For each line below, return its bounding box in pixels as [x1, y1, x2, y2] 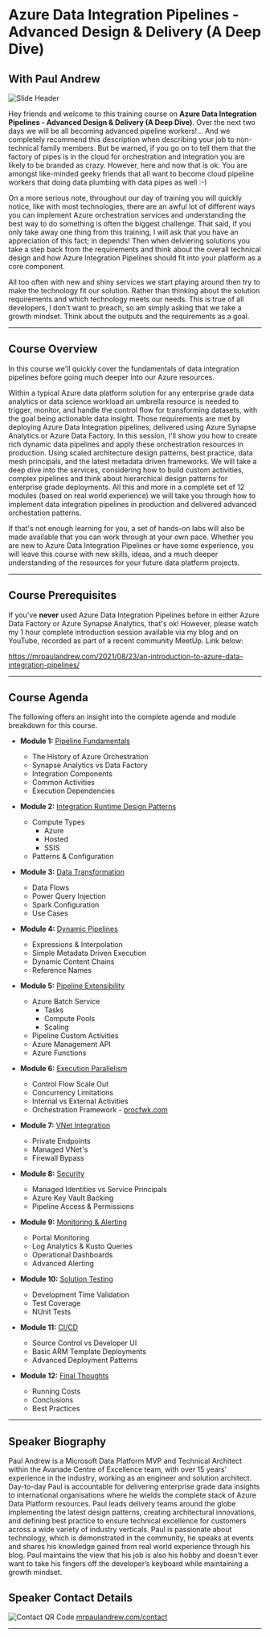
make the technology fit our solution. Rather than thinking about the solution [8, 286, 260, 295]
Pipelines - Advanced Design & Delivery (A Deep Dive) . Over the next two [8, 118, 256, 127]
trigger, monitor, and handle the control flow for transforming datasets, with [8, 405, 258, 414]
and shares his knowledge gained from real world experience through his [8, 1542, 251, 1552]
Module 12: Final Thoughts [19, 1371, 109, 1381]
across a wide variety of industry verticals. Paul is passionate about [8, 1525, 232, 1535]
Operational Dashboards [31, 1250, 113, 1260]
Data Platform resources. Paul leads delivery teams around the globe [8, 1499, 236, 1509]
